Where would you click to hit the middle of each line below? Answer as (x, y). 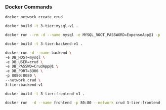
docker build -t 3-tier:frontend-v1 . (45, 94)
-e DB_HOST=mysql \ (25, 57)
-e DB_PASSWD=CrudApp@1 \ (32, 67)
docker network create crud (34, 17)
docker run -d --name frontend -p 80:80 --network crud (65, 103)
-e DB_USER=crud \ (24, 62)
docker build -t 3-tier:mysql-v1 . (42, 26)
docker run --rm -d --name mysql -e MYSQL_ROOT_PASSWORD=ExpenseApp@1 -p (83, 35)
